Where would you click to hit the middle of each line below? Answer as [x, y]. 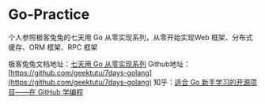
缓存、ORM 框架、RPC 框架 [53, 47]
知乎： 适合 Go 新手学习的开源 [202, 82]
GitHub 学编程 [61, 91]
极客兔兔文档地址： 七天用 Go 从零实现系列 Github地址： [100, 64]
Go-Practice [49, 15]
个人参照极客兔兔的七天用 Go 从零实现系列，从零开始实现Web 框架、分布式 [131, 37]
